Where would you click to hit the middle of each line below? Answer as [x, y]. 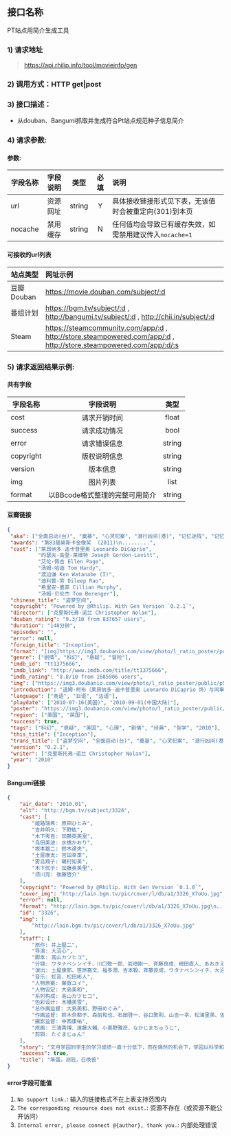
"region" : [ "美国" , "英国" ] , [49, 715]
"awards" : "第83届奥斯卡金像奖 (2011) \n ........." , [83, 543]
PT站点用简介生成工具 [38, 30]
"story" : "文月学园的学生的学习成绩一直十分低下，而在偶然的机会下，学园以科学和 [122, 1047]
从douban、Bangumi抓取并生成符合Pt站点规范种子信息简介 [100, 121]
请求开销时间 [102, 417]
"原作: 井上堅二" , [55, 945]
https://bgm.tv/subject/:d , [87, 308]
